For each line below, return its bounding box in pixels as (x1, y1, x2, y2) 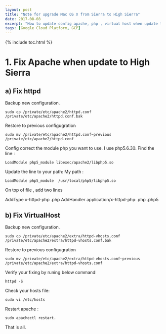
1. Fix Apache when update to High (5, 56, 150, 68)
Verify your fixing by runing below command (5, 269, 96, 275)
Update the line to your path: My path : (5, 169, 84, 175)
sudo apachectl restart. (5, 315, 56, 320)
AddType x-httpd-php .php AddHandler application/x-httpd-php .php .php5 (5, 197, 159, 203)
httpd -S (5, 278, 23, 284)
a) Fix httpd (5, 87, 41, 95)
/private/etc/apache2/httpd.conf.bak (5, 114, 83, 119)
